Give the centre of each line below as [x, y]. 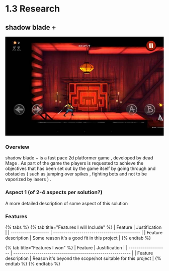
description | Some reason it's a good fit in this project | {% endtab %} [78, 238]
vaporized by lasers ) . [28, 179]
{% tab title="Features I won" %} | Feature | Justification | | [66, 247]
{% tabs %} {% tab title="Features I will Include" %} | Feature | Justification [83, 227]
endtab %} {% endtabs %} [33, 263]
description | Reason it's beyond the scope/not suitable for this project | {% [83, 258]
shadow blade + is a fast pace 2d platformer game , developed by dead [79, 158]
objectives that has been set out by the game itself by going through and [80, 168]
